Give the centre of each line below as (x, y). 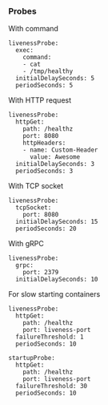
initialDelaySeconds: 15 (57, 222)
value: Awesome (55, 157)
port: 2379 (41, 273)
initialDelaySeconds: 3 (55, 164)
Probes (23, 11)
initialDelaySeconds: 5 (55, 79)
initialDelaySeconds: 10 (57, 279)
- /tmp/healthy (48, 71)
